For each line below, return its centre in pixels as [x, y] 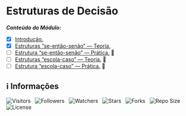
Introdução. [29, 39]
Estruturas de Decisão [62, 11]
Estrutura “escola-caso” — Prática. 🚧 [60, 66]
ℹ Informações [32, 86]
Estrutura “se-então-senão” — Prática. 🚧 [65, 53]
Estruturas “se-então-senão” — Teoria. [63, 46]
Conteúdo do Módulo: [34, 28]
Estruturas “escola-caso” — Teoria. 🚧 [61, 59]
